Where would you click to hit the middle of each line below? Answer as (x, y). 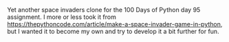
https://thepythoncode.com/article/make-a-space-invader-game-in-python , (115, 24)
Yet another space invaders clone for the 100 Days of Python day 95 (104, 10)
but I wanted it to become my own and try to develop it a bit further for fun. (113, 31)
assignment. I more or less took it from (62, 17)
